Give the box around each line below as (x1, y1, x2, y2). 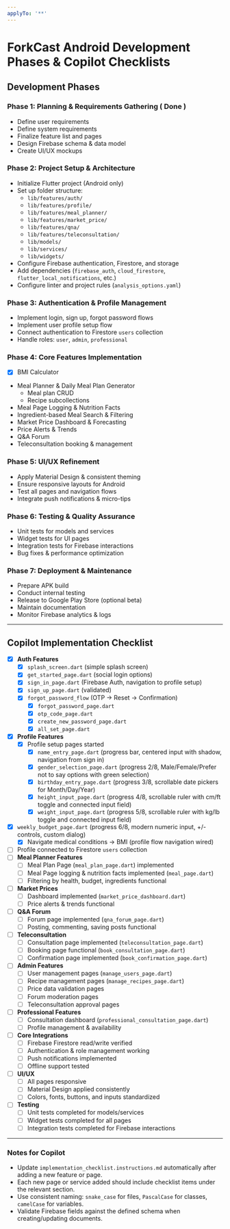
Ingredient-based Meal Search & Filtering (16, 411, 133, 419)
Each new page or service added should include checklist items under (16, 1178, 216, 1186)
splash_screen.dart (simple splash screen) (27, 663, 149, 671)
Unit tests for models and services (16, 527, 114, 535)
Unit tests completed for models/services (27, 1108, 144, 1117)
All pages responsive (27, 1078, 87, 1086)
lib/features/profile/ (27, 202, 92, 209)
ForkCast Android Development (7, 39, 190, 55)
